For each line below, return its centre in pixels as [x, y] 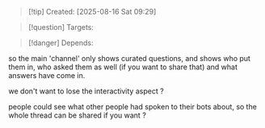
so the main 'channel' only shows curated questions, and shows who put [129, 58]
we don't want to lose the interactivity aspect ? [86, 91]
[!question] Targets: [61, 27]
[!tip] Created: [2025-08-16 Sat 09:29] [92, 12]
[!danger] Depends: [61, 43]
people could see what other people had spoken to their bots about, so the [132, 107]
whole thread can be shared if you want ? [78, 115]
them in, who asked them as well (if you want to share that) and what [123, 67]
